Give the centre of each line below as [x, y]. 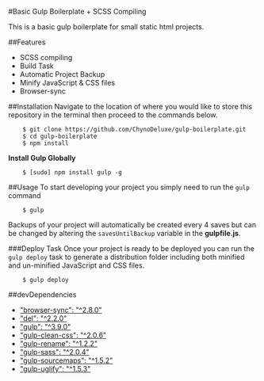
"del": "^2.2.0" [43, 318]
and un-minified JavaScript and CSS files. [77, 265]
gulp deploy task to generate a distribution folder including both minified [126, 257]
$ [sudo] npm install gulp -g [73, 173]
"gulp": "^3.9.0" [45, 327]
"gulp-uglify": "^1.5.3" [55, 369]
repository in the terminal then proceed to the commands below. [113, 115]
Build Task [36, 66]
